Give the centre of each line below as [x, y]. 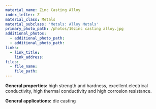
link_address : [29, 57]
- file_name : [24, 66]
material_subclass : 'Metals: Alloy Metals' [52, 24]
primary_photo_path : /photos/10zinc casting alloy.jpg [65, 29]
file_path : [26, 71]
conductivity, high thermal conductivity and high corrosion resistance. [79, 91]
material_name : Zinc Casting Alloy [43, 10]
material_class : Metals [30, 19]
